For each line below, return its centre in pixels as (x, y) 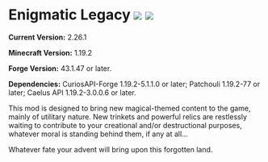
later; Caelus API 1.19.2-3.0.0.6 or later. (73, 92)
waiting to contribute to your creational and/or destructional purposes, (125, 125)
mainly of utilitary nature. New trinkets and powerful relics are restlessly (128, 116)
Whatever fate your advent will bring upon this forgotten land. (111, 149)
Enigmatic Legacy (69, 15)
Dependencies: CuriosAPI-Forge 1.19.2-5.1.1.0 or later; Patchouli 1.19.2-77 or (134, 84)
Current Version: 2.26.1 (48, 37)
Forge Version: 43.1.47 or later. (60, 68)
